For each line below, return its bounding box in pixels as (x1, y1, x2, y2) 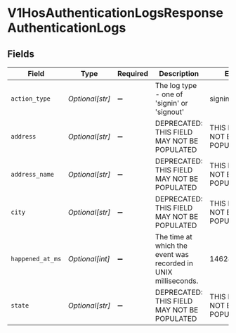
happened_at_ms (11, 255, 62, 263)
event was (155, 250, 190, 259)
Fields (7, 48, 35, 60)
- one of (155, 89, 183, 99)
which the (155, 241, 188, 251)
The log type (155, 81, 197, 90)
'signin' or (155, 99, 188, 108)
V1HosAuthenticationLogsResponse (7, 5, 223, 21)
